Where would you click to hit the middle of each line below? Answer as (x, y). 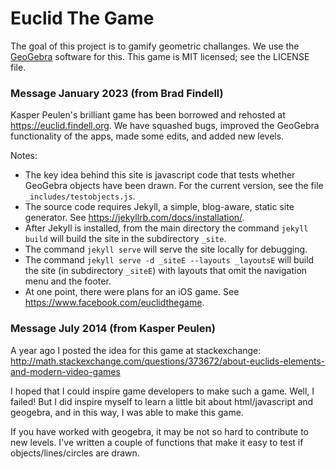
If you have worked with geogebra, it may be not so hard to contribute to (159, 431)
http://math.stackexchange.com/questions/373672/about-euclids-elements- (168, 361)
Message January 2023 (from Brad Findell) (117, 93)
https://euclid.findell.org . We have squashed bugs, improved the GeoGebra (165, 126)
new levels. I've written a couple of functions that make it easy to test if (157, 442)
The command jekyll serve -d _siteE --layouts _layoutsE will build (169, 260)
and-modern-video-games (65, 371)
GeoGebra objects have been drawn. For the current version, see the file (174, 186)
